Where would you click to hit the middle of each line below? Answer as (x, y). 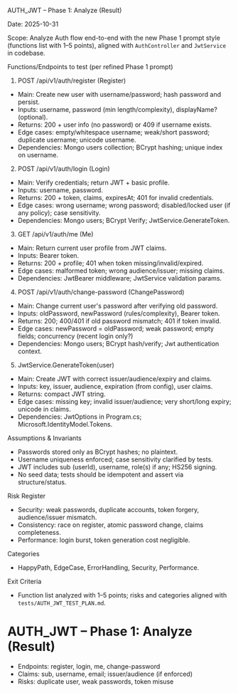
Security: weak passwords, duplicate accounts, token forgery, (108, 510)
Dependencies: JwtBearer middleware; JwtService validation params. (120, 278)
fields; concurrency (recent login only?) (75, 336)
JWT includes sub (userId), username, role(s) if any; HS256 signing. (117, 467)
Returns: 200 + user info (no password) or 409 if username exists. (114, 125)
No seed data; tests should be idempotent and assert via (101, 474)
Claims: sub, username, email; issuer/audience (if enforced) (105, 674)
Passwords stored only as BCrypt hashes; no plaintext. (98, 452)
